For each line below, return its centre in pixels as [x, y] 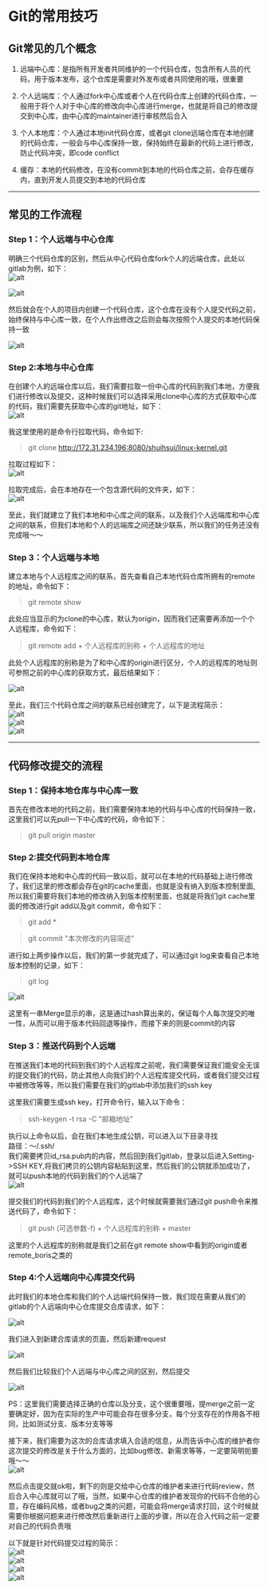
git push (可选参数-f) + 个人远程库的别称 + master [109, 1228]
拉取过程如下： [33, 464]
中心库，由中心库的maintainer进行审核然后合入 [111, 116]
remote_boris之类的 [41, 1255]
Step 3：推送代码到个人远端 [62, 1046]
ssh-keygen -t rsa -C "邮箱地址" [81, 1119]
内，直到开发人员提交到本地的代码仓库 [83, 180]
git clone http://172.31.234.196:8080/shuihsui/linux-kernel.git [127, 447]
